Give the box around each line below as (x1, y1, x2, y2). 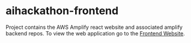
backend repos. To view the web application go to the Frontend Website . (5, 29, 186, 37)
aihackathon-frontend (5, 4, 119, 18)
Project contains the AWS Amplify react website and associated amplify (5, 24, 183, 31)
